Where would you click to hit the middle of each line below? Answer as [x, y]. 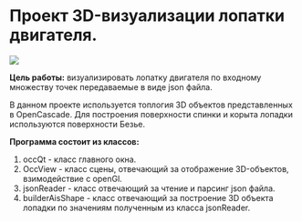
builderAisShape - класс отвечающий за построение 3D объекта [148, 197]
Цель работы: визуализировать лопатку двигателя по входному [135, 77]
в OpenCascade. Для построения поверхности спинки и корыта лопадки [151, 114]
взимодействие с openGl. [73, 178]
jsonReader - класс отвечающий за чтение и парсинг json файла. [149, 188]
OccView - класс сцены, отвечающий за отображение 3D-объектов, [156, 168]
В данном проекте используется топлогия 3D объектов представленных [151, 105]
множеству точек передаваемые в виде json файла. [111, 86]
